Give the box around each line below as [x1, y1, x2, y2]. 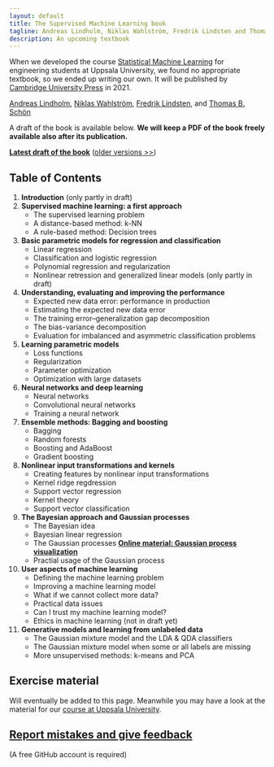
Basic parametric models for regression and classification [20, 236, 221, 246]
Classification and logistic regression [33, 253, 157, 263]
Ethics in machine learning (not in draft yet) [33, 616, 178, 626]
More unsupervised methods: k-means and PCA [33, 651, 194, 660]
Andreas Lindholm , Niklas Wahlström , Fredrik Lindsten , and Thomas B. [9, 98, 246, 108]
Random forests [33, 434, 87, 444]
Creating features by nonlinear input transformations [33, 469, 210, 479]
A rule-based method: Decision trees [33, 227, 157, 237]
